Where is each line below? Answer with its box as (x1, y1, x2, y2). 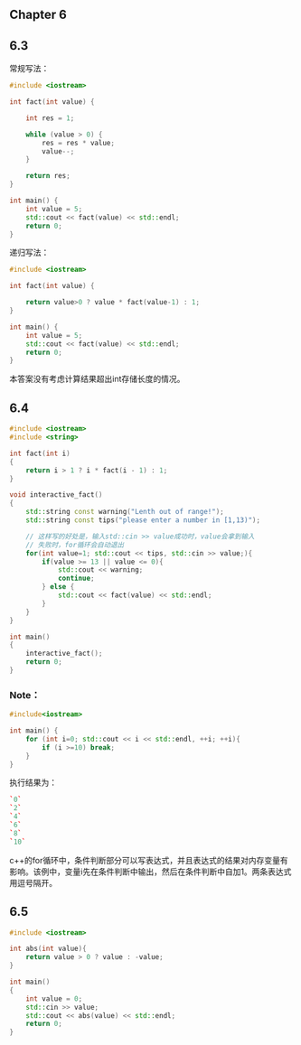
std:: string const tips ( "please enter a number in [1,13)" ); (25, 516, 260, 525)
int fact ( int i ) (9, 449, 71, 458)
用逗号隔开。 (9, 877, 57, 888)
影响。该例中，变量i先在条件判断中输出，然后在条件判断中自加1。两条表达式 (9, 866, 292, 877)
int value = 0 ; (25, 994, 83, 1003)
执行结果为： (9, 777, 57, 788)
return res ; (25, 172, 71, 181)
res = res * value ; (42, 138, 116, 147)
